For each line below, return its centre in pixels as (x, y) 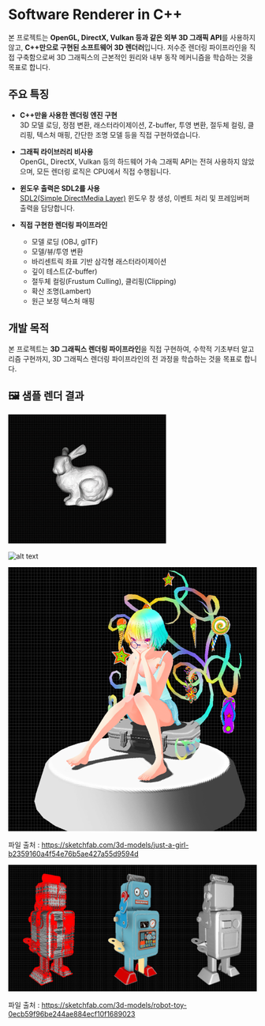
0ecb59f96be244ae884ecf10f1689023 (72, 1014)
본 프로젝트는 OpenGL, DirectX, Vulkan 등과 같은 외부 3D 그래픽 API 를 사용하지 (132, 37)
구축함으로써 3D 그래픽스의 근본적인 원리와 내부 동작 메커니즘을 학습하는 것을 (135, 57)
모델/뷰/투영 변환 (57, 252)
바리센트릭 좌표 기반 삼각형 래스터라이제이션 (99, 261)
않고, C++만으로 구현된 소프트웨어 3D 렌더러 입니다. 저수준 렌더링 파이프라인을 (128, 47)
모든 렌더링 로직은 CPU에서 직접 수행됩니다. (104, 171)
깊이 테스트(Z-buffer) (64, 271)
